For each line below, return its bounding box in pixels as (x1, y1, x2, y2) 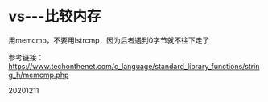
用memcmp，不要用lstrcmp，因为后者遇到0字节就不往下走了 (8, 35, 210, 45)
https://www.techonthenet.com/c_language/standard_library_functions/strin (8, 61, 260, 71)
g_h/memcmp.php (8, 70, 69, 80)
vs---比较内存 (8, 7, 101, 26)
